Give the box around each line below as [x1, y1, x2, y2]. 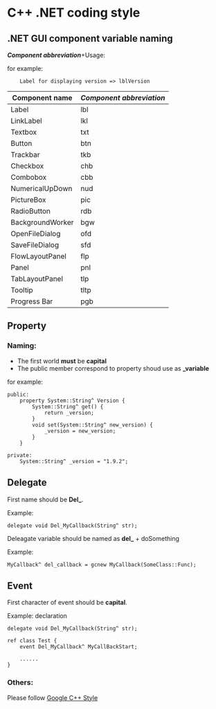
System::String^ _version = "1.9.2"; [19, 458, 129, 465]
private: [7, 451, 33, 459]
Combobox [10, 172, 47, 182]
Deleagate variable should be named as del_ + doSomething [7, 534, 180, 542]
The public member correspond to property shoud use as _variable [17, 364, 210, 372]
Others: [7, 678, 33, 687]
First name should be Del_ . [7, 495, 84, 503]
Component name [12, 93, 73, 102]
